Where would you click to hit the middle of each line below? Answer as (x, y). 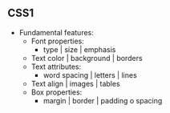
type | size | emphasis (79, 49)
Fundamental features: (56, 32)
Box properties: (57, 92)
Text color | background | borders (87, 58)
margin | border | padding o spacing (103, 100)
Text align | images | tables (76, 83)
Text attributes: (56, 67)
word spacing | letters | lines (90, 75)
